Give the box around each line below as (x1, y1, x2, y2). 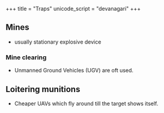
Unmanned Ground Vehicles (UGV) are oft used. (14, 67, 133, 74)
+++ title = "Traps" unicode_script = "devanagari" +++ (5, 5, 141, 12)
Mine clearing (5, 53, 47, 62)
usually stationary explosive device (14, 38, 102, 45)
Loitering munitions (5, 84, 80, 94)
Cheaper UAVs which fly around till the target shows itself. (14, 100, 159, 107)
